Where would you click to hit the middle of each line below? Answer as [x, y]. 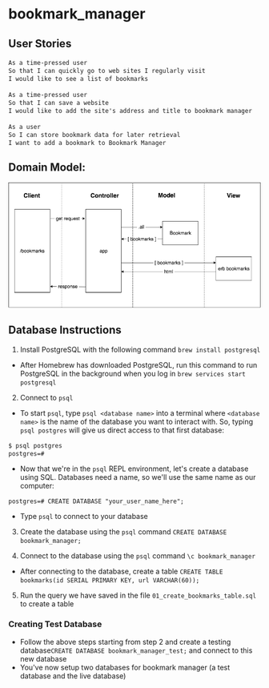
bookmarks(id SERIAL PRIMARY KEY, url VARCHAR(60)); [110, 580]
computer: [37, 485]
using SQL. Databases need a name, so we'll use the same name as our [138, 477]
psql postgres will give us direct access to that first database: [122, 430]
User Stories [40, 44]
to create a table [47, 604]
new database [43, 658]
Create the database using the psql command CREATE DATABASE [123, 531]
